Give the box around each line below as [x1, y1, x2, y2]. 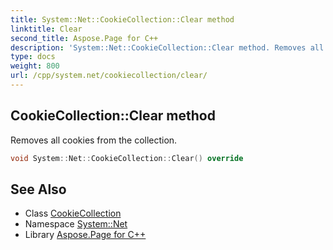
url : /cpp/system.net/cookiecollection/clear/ [10, 71, 208, 81]
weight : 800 [10, 61, 60, 71]
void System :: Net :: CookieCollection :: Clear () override [10, 153, 244, 163]
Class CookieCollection [24, 207, 122, 220]
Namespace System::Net [24, 218, 128, 230]
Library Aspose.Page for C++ [24, 229, 147, 241]
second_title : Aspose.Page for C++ [10, 33, 159, 43]
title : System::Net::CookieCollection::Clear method [10, 14, 235, 25]
